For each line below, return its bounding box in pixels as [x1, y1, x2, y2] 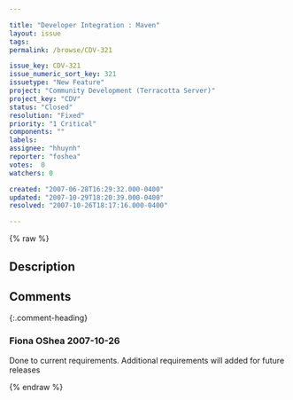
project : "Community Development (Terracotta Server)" [9, 86, 216, 95]
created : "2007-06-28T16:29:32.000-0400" [9, 184, 165, 193]
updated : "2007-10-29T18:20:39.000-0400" [9, 192, 165, 202]
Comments [9, 289, 72, 304]
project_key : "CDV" [9, 94, 81, 103]
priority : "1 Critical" [9, 119, 97, 129]
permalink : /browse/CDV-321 [9, 45, 113, 54]
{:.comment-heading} [9, 312, 89, 324]
